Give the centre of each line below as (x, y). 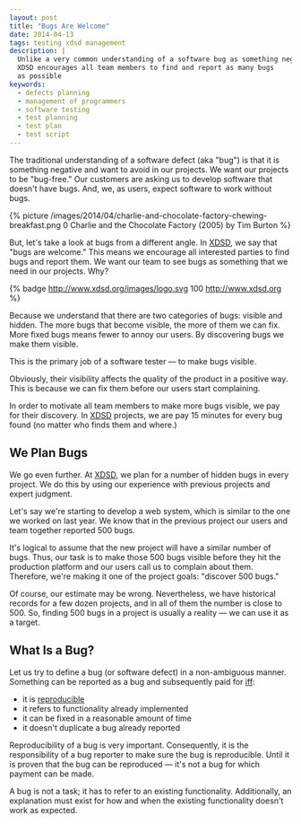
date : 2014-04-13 (42, 34)
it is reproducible (53, 699)
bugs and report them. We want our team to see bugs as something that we (149, 261)
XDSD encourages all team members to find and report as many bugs (146, 68)
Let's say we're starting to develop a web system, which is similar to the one (150, 511)
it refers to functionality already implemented (105, 708)
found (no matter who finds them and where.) (93, 425)
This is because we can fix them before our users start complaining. (135, 388)
